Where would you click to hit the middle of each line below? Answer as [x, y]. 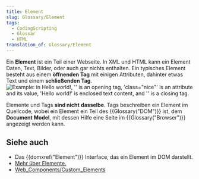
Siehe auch [27, 142]
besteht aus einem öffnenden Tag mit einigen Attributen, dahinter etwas [94, 74]
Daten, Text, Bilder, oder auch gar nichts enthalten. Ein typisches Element [96, 68]
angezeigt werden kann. [36, 124]
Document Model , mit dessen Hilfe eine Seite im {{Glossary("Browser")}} [96, 117]
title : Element [25, 12]
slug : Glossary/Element [36, 17]
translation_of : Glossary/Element [49, 45]
